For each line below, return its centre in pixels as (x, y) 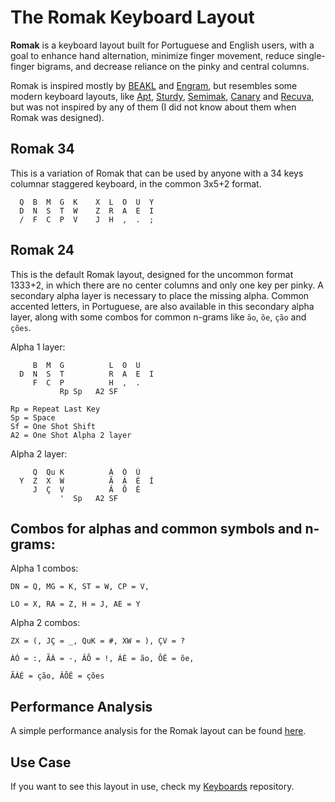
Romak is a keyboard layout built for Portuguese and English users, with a (162, 45)
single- (311, 55)
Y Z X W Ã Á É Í (87, 481)
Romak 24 (42, 250)
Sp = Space (33, 417)
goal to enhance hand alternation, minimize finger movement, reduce (152, 55)
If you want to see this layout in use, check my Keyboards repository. (152, 786)
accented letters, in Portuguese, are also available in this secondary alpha (162, 306)
